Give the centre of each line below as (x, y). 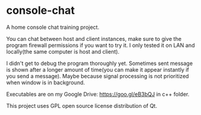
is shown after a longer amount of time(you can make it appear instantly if (98, 69)
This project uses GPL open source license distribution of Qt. (82, 105)
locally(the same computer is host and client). (63, 51)
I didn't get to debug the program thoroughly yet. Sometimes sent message (100, 63)
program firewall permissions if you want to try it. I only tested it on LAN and (100, 45)
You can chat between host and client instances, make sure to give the (94, 39)
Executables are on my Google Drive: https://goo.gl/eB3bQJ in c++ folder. (98, 94)
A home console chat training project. (53, 27)
